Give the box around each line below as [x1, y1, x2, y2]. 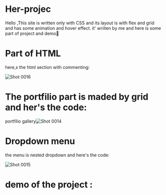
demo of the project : [5, 179, 93, 190]
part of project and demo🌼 [5, 30, 59, 36]
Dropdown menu [5, 135, 75, 147]
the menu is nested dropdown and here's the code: [5, 152, 110, 158]
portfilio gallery [5, 118, 36, 124]
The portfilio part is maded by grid [5, 91, 149, 103]
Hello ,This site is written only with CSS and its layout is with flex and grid [5, 20, 155, 26]
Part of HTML [5, 48, 61, 59]
